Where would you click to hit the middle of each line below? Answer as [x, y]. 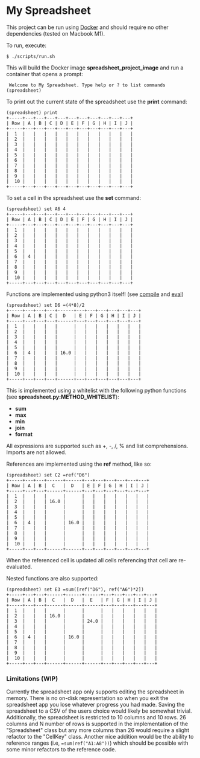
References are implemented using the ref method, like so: [79, 464]
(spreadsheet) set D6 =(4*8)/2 [45, 305]
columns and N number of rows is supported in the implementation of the [97, 724]
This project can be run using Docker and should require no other [87, 27]
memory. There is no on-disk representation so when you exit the [87, 698]
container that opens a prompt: [45, 74]
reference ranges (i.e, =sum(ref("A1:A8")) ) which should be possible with [97, 743]
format [24, 434]
